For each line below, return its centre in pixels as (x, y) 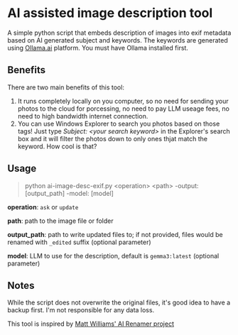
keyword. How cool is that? (57, 146)
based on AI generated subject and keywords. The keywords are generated (118, 40)
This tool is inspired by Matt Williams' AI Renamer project (91, 324)
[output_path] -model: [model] (69, 193)
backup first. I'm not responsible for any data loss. (81, 310)
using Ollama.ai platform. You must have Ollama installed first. (98, 48)
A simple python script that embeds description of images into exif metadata (119, 33)
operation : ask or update (43, 207)
